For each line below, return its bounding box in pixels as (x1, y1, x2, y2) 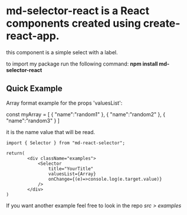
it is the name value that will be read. (6, 128, 96, 135)
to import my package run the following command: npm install (6, 60, 158, 67)
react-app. (6, 30, 60, 43)
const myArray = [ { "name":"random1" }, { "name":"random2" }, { (6, 110, 166, 118)
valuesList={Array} (48, 171, 96, 177)
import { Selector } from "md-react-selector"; (6, 140, 126, 146)
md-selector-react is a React (6, 4, 150, 18)
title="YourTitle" (48, 165, 94, 172)
